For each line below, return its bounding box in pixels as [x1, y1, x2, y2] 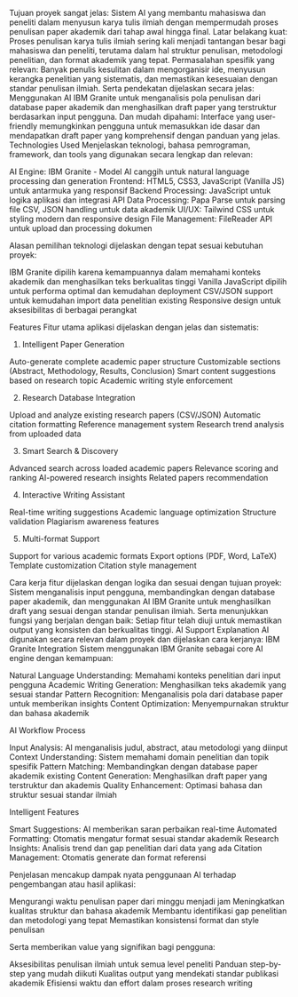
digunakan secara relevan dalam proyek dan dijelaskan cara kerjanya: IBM [9, 634, 280, 644]
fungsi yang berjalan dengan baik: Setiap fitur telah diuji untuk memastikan [9, 615, 282, 626]
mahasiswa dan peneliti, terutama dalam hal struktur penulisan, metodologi [9, 45, 284, 56]
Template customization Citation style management [9, 560, 197, 570]
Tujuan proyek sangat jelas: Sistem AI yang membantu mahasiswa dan [9, 8, 266, 18]
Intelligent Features [9, 807, 80, 817]
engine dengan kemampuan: [9, 653, 114, 663]
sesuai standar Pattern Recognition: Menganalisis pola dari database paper [9, 689, 284, 699]
